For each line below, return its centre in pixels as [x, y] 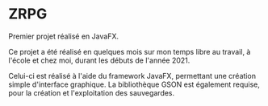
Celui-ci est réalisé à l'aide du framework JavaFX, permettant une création [132, 75]
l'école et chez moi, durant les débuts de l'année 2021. [99, 60]
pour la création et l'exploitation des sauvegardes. [92, 92]
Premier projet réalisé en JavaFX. [64, 36]
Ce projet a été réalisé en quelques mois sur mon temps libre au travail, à [130, 51]
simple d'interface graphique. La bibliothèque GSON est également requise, [134, 84]
